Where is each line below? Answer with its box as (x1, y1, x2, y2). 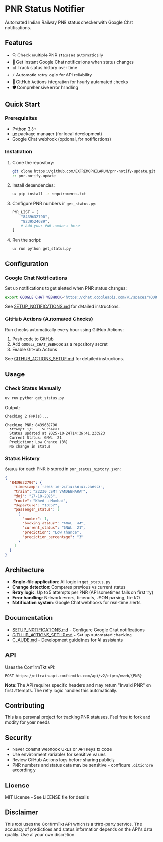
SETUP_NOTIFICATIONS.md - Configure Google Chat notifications (12, 627, 145, 633)
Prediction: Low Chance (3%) (9, 440, 68, 445)
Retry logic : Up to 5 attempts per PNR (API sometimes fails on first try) (12, 589, 154, 595)
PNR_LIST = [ (12, 210, 39, 215)
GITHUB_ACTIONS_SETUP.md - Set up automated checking (12, 632, 132, 637)
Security (5, 733, 32, 742)
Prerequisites (5, 115, 37, 122)
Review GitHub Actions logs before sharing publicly (12, 757, 115, 763)
